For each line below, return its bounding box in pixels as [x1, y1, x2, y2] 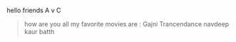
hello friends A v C [6, 6, 61, 14]
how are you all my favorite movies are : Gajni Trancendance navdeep [24, 20, 230, 28]
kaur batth [24, 28, 55, 36]
